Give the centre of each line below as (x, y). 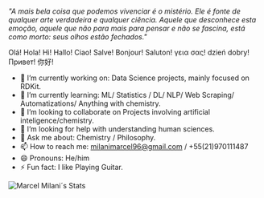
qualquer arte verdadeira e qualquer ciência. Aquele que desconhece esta (132, 19)
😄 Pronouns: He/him (55, 158)
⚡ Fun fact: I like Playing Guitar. (71, 167)
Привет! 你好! (31, 62)
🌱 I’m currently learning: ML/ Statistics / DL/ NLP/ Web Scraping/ (127, 95)
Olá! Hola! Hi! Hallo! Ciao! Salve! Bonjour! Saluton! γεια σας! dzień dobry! (129, 52)
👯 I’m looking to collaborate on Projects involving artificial (115, 111)
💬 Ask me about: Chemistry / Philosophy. (88, 137)
